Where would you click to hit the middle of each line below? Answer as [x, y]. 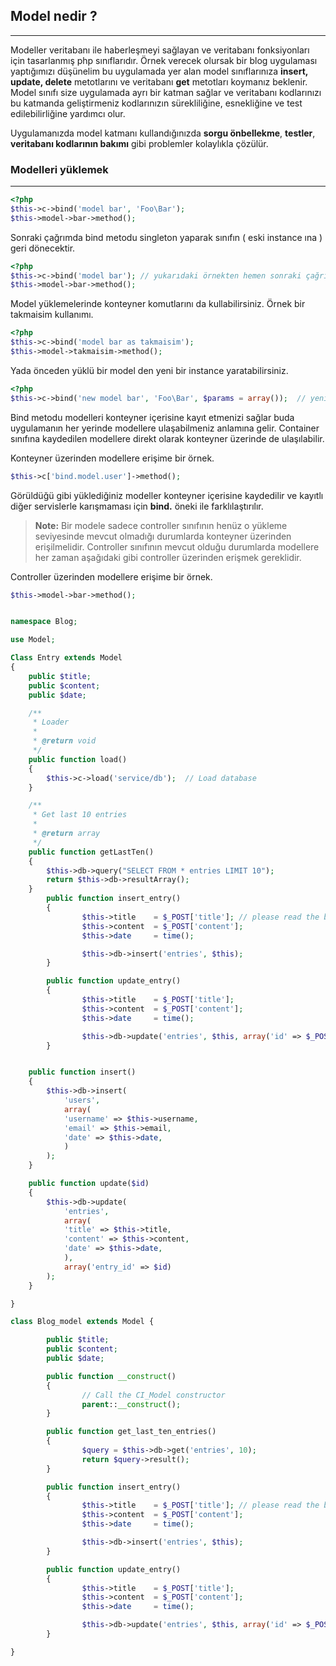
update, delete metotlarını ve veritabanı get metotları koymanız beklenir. [159, 81]
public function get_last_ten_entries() [131, 1432]
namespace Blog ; [44, 622]
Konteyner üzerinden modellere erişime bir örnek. [112, 458]
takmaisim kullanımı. [52, 315]
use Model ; [33, 640]
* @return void [64, 741]
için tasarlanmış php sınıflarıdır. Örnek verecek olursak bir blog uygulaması [164, 60]
